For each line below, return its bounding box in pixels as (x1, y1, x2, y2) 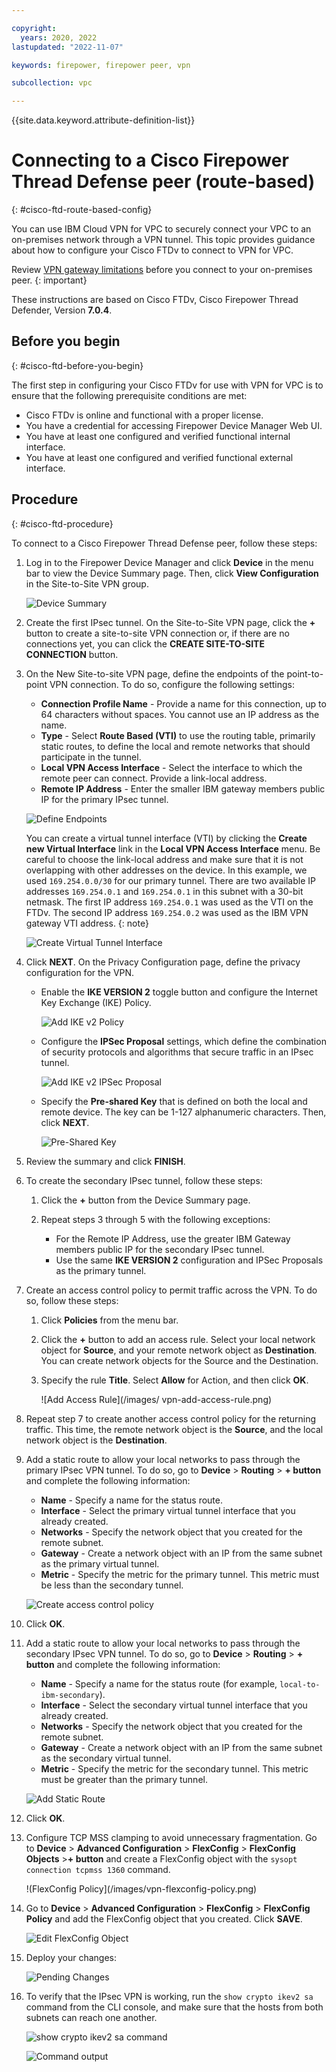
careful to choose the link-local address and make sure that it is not (25, 853, 304, 865)
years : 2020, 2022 (20, 32, 98, 43)
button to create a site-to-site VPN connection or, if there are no (25, 627, 290, 639)
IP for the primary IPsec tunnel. (40, 793, 169, 805)
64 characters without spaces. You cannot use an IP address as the (40, 708, 320, 720)
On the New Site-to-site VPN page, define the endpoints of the (25, 667, 285, 680)
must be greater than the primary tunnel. (40, 1773, 208, 1785)
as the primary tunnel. (55, 1264, 147, 1276)
